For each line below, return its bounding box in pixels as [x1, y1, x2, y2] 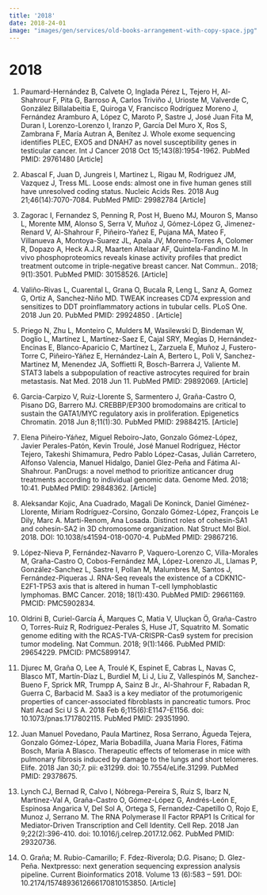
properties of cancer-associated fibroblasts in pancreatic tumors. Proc [20, 697, 251, 707]
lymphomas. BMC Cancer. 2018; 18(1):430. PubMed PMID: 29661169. [20, 590, 246, 600]
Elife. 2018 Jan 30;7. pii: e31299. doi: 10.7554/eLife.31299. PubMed [20, 763, 238, 773]
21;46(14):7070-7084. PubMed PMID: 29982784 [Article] [20, 196, 207, 205]
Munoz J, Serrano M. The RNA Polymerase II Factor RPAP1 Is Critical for [20, 812, 255, 822]
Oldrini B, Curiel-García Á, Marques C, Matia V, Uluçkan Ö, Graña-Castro [20, 614, 257, 624]
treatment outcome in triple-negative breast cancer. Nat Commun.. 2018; [20, 262, 258, 271]
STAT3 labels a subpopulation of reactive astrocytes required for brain [20, 368, 250, 378]
